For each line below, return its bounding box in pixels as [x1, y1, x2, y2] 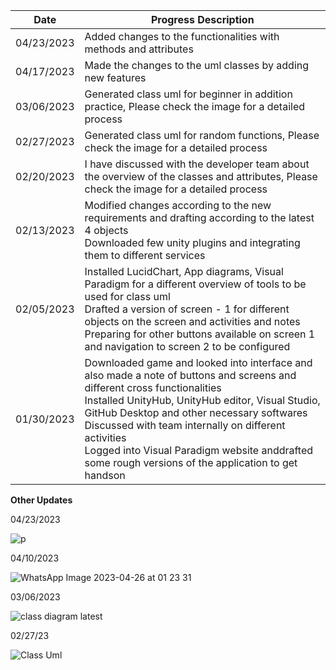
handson [84, 469, 126, 482]
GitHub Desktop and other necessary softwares [84, 406, 308, 419]
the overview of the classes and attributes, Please [84, 170, 318, 183]
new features [84, 71, 147, 84]
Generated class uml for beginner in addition [84, 87, 293, 101]
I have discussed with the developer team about [84, 157, 310, 171]
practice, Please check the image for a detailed [84, 100, 306, 113]
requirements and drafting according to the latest [84, 211, 315, 224]
